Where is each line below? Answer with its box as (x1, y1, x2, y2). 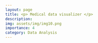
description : (5, 16, 33, 21)
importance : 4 (5, 26, 35, 31)
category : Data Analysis (5, 30, 57, 35)
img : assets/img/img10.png (5, 21, 62, 26)
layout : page (5, 7, 33, 12)
